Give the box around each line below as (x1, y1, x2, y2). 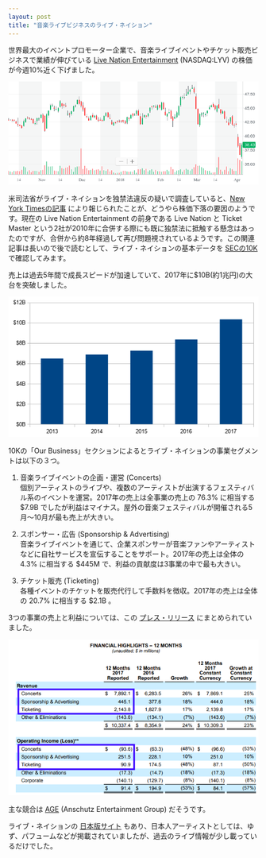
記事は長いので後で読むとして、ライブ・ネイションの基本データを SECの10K (8, 243, 258, 253)
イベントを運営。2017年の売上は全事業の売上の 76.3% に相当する (40, 493, 256, 502)
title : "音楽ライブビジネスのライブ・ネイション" (8, 21, 153, 29)
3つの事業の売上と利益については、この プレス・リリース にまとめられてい (8, 613, 253, 622)
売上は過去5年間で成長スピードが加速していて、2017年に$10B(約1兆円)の (8, 270, 246, 280)
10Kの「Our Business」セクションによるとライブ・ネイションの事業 (8, 446, 231, 455)
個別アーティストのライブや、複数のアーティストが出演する (19, 482, 214, 492)
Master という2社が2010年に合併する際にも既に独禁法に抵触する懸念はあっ (8, 223, 256, 233)
